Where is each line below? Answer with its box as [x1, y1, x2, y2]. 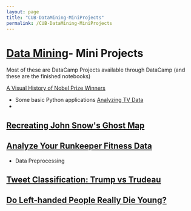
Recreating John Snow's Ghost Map [6, 120, 145, 130]
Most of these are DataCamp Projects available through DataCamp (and [6, 66, 186, 73]
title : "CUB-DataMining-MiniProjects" [6, 15, 104, 21]
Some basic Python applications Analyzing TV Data [15, 96, 144, 104]
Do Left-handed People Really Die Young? [6, 195, 167, 206]
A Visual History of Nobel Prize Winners [6, 84, 106, 92]
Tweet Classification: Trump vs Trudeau [6, 174, 161, 185]
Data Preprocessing [15, 157, 65, 164]
